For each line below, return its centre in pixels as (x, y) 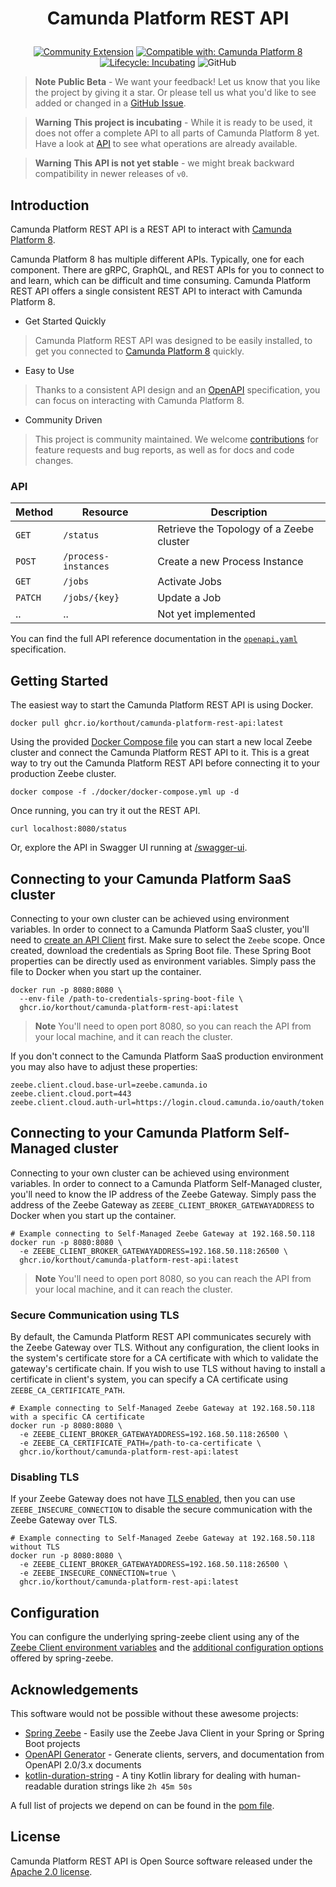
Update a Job (189, 598)
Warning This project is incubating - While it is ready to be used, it (173, 123)
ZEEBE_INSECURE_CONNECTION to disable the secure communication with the (161, 1509)
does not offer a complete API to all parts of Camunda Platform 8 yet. (177, 133)
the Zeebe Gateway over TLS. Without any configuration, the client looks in (165, 1348)
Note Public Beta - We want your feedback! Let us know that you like (177, 82)
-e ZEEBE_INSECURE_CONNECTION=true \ (98, 1573)
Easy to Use (49, 370)
